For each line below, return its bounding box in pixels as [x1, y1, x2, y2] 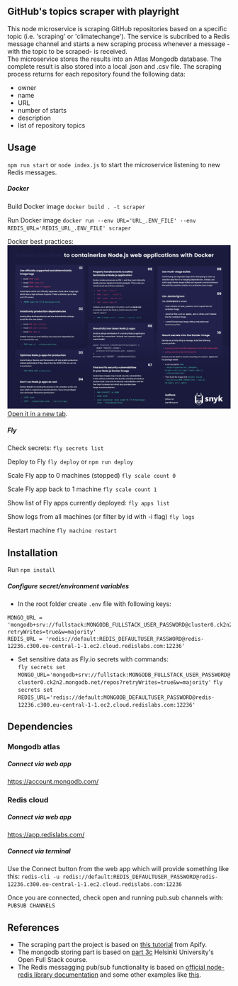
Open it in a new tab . [7, 410, 68, 418]
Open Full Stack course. [17, 955, 88, 963]
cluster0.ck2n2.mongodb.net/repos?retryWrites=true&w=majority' [17, 678, 212, 686]
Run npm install [7, 566, 56, 573]
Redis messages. [7, 168, 57, 177]
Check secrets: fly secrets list [7, 444, 104, 452]
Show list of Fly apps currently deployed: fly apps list [7, 499, 170, 508]
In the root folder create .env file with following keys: [17, 599, 171, 608]
